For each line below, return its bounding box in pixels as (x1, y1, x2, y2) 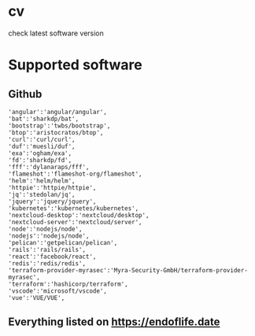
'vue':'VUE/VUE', (8, 294, 65, 301)
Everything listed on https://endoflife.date (8, 316, 220, 329)
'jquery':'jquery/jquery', (8, 198, 97, 205)
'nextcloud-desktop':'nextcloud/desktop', (8, 211, 150, 219)
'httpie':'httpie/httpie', (8, 183, 97, 191)
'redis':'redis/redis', (8, 259, 87, 268)
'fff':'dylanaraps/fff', (8, 163, 90, 171)
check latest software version (8, 28, 105, 38)
